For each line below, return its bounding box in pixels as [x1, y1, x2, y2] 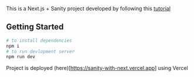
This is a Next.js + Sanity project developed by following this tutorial [6, 5, 171, 12]
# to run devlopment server [6, 48, 75, 55]
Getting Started [6, 22, 64, 32]
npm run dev [6, 54, 35, 60]
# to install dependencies [6, 38, 72, 43]
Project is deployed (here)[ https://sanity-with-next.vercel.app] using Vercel [6, 65, 188, 72]
